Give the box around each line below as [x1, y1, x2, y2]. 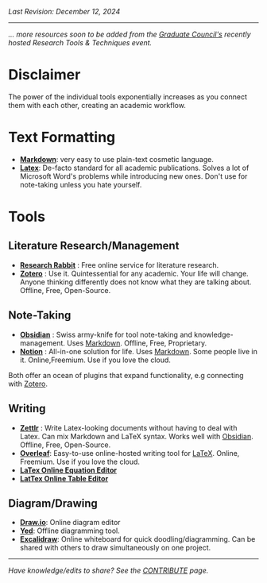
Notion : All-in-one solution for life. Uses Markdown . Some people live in [19, 346, 258, 356]
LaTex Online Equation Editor [19, 465, 118, 475]
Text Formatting [8, 129, 116, 146]
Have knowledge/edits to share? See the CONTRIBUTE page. [8, 566, 209, 575]
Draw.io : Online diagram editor [19, 518, 121, 527]
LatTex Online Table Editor [19, 473, 109, 483]
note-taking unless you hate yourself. [19, 180, 142, 189]
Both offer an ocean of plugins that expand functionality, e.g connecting [8, 370, 244, 380]
